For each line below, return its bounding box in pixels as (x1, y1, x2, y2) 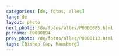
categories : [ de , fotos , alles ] (6, 8, 85, 15)
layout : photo (6, 19, 41, 25)
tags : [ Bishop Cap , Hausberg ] (6, 41, 80, 47)
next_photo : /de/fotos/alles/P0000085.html (6, 24, 114, 31)
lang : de (6, 14, 27, 20)
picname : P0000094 (6, 30, 51, 36)
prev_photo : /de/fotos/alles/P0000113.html (6, 36, 114, 41)
